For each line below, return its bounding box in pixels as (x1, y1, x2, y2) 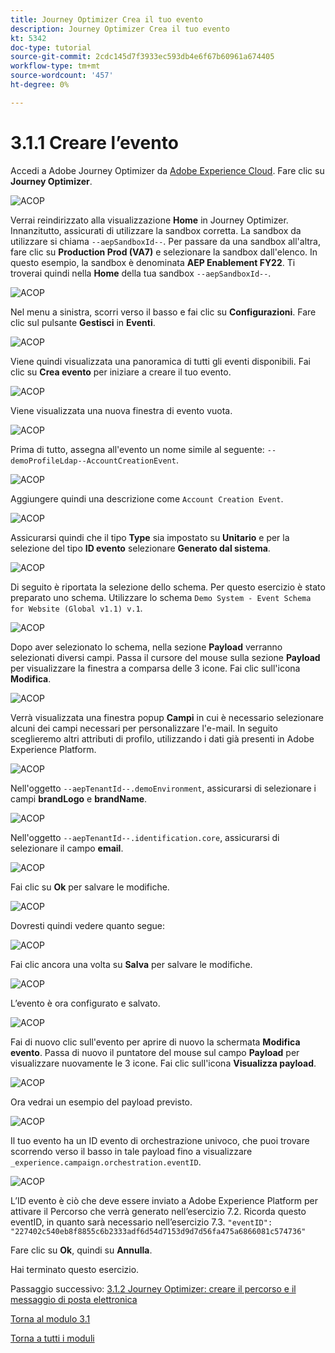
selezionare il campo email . (10, 842, 124, 854)
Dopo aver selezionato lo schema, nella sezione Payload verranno (10, 641, 283, 653)
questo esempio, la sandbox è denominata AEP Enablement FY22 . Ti (10, 256, 296, 268)
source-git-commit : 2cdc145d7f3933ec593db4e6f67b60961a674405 (10, 52, 275, 62)
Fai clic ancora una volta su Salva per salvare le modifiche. (10, 958, 253, 970)
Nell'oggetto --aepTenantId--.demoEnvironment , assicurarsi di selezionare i (10, 782, 317, 794)
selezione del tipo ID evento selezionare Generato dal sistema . (10, 542, 271, 554)
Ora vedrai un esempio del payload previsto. (10, 1096, 193, 1108)
